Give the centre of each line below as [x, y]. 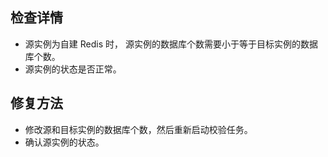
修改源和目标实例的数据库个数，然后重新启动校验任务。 [138, 129]
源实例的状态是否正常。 [73, 69]
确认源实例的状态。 [64, 142]
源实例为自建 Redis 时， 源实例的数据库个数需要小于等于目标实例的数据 [171, 44]
